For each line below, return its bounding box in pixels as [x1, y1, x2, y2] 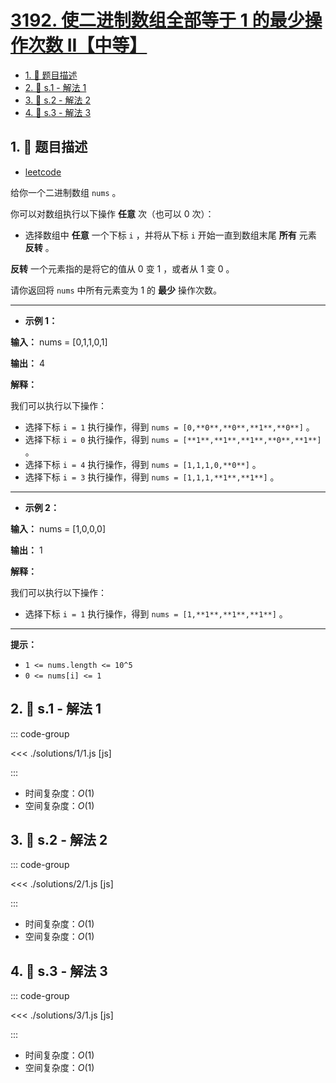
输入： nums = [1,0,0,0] [10, 522, 107, 535]
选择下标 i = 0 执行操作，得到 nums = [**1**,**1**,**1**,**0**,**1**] [24, 433, 322, 445]
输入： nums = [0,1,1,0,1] [10, 336, 108, 348]
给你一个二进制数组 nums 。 [10, 186, 122, 198]
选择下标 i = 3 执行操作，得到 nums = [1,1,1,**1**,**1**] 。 [24, 471, 280, 483]
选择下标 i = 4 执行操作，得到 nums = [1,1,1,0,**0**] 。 [24, 458, 262, 470]
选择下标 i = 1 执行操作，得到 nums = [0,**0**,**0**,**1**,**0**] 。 [24, 421, 315, 433]
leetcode [24, 166, 62, 178]
